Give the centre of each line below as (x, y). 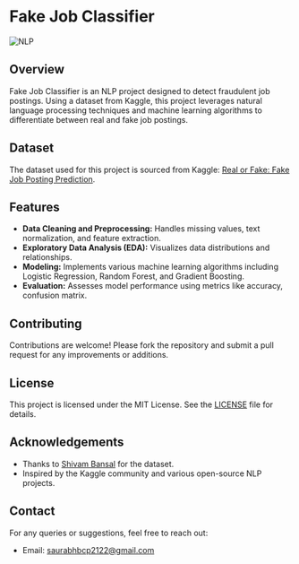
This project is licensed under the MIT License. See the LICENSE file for (141, 404)
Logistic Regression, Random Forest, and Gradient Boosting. (133, 276)
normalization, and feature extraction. (91, 239)
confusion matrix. (55, 295)
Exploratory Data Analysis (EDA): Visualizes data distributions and (146, 247)
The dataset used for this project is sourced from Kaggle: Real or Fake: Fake (149, 169)
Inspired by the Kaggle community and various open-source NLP (142, 473)
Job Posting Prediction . (52, 179)
